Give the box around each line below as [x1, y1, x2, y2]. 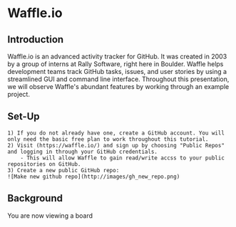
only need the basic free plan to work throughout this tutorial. [7, 135, 209, 143]
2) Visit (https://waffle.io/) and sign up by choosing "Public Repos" [7, 142, 225, 149]
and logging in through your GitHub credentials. [7, 148, 158, 155]
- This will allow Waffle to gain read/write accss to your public [20, 154, 225, 162]
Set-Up [7, 110, 41, 122]
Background [7, 192, 63, 204]
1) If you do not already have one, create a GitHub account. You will [7, 130, 225, 137]
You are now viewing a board [7, 211, 93, 220]
